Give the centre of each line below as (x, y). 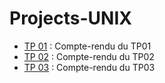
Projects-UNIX (70, 18)
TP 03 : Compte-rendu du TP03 (89, 67)
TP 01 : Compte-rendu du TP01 (87, 46)
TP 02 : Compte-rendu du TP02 (89, 56)
